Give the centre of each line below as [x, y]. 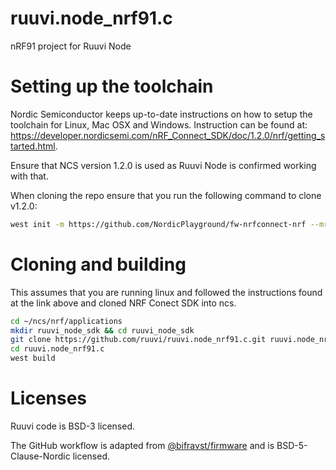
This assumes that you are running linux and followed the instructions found [166, 292]
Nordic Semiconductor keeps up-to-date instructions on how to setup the [161, 114]
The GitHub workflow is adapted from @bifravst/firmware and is [142, 445]
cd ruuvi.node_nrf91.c [57, 349]
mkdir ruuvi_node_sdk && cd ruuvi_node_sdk [102, 330]
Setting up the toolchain [112, 86]
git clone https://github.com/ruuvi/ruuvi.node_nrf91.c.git [138, 340]
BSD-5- [292, 445]
